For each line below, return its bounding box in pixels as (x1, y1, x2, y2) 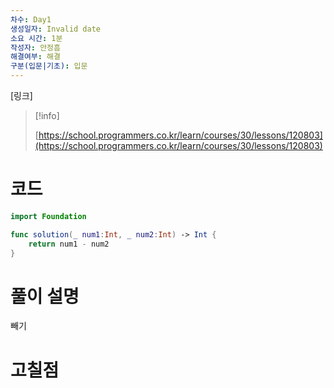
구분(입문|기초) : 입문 (10, 61, 88, 71)
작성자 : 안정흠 (10, 42, 61, 53)
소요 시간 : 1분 (10, 33, 63, 43)
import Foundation (10, 211, 87, 221)
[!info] (34, 110, 60, 121)
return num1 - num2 (28, 239, 110, 249)
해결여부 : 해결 (10, 52, 61, 62)
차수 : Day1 (10, 14, 52, 25)
